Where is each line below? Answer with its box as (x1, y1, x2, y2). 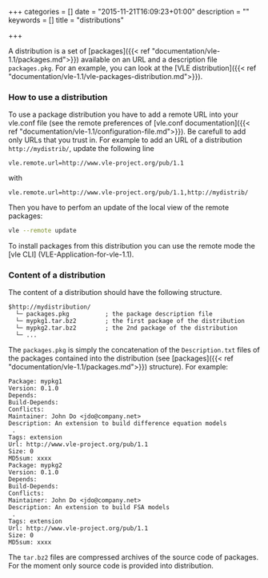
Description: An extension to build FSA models (8, 504, 170, 512)
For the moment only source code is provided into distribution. (8, 561, 214, 571)
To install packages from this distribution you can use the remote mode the (8, 241, 256, 251)
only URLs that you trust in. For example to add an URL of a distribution (8, 135, 242, 145)
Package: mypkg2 (8, 461, 62, 470)
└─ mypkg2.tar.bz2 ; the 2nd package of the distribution (15, 324, 238, 333)
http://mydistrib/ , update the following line (8, 144, 154, 153)
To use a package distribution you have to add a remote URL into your (8, 110, 238, 119)
